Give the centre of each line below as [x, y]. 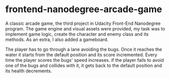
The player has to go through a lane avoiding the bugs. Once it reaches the [84, 49]
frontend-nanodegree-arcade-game [84, 9]
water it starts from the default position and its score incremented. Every [81, 55]
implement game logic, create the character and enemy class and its [77, 34]
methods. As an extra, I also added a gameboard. [57, 40]
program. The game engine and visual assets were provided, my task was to [85, 28]
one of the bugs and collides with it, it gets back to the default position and [84, 65]
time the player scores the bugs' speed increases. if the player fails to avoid [85, 60]
